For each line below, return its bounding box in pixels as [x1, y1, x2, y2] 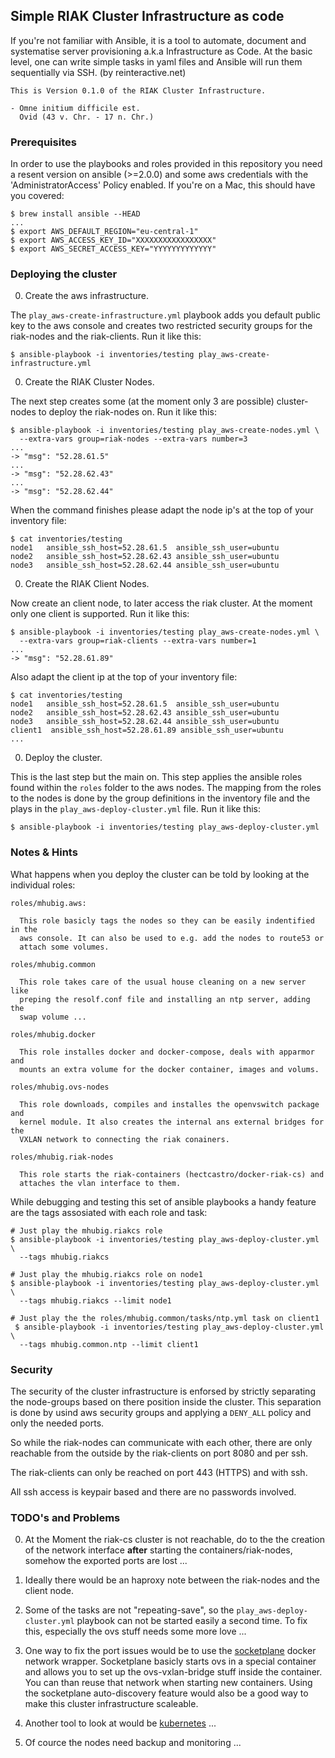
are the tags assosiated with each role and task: [10, 1206, 208, 1218]
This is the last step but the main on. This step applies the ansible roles [10, 771, 303, 783]
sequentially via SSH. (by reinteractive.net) [10, 66, 187, 78]
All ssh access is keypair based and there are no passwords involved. [10, 1486, 297, 1498]
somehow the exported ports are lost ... [24, 1555, 188, 1567]
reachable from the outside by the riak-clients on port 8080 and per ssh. [10, 1447, 309, 1459]
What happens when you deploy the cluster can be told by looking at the [10, 868, 310, 880]
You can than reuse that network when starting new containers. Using [24, 1677, 313, 1689]
